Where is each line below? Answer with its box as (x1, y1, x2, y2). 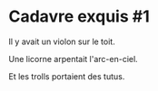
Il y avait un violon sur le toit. (8, 36, 115, 47)
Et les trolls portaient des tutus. (8, 70, 125, 82)
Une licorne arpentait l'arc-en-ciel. (8, 53, 138, 64)
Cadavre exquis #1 (8, 6, 151, 27)
